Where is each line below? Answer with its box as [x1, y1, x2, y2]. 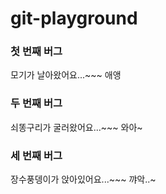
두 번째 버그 [10, 97, 63, 111]
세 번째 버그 [10, 148, 63, 162]
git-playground [10, 7, 138, 30]
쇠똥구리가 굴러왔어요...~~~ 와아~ [10, 121, 143, 133]
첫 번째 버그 [10, 45, 63, 59]
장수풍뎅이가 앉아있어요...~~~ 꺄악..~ [10, 173, 157, 186]
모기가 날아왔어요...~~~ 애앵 [10, 69, 122, 81]
